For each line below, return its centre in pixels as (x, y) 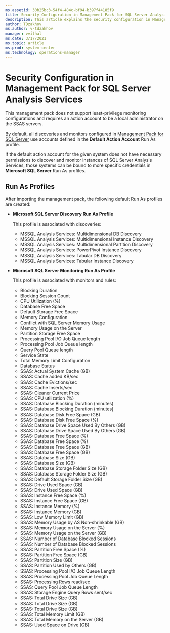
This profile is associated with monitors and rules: (64, 280)
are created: (18, 204)
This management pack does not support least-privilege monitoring (76, 113)
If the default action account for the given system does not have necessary (83, 154)
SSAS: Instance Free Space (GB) (54, 501)
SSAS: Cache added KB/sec (49, 377)
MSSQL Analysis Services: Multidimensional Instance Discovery (87, 239)
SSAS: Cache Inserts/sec (46, 388)
